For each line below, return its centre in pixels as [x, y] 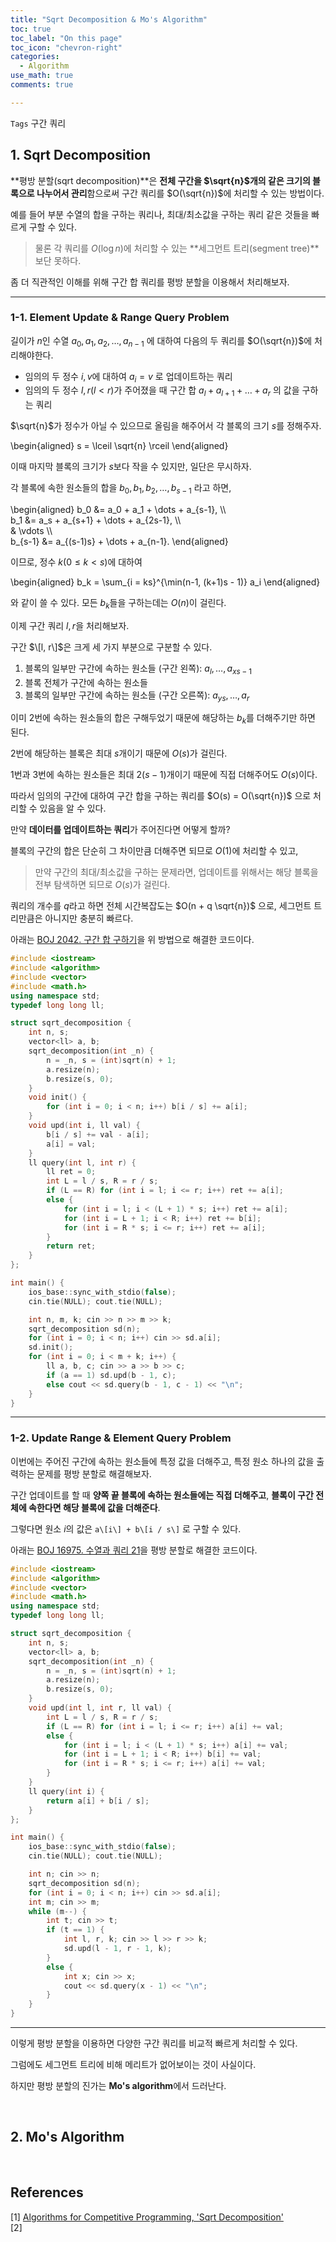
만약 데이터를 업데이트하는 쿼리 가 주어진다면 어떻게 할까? [120, 830]
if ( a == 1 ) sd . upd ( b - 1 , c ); [111, 1375]
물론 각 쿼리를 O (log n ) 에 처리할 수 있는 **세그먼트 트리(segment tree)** [177, 248]
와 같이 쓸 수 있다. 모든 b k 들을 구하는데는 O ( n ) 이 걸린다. [118, 604]
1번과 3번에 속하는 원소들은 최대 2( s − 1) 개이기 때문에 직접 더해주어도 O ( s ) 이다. [164, 775]
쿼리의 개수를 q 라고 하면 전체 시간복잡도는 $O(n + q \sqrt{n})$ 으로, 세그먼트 [161, 906]
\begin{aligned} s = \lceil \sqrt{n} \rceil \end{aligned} [119, 446]
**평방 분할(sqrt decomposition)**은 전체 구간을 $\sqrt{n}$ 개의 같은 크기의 [160, 180]
